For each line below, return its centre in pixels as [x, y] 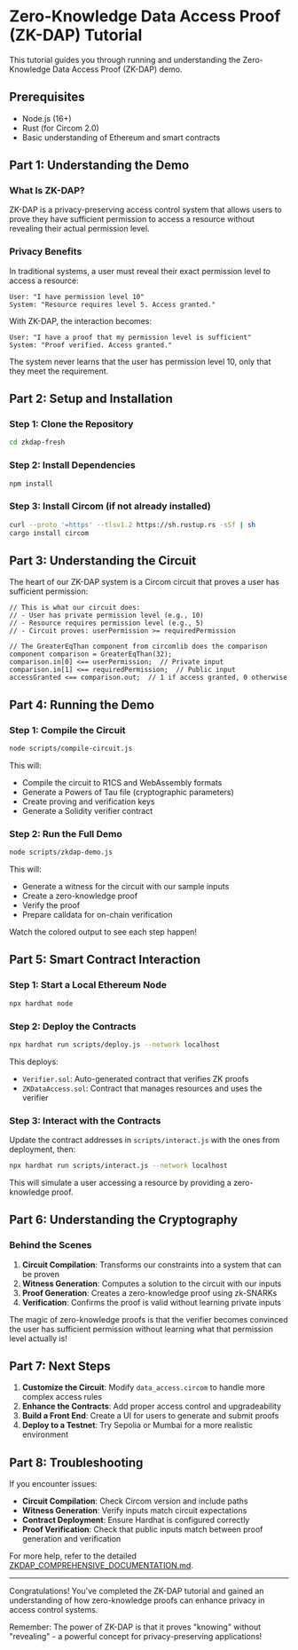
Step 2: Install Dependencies [72, 465]
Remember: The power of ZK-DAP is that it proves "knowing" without [135, 1627]
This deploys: [34, 1062]
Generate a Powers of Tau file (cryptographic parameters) [128, 792]
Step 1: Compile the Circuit [67, 730]
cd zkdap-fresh [37, 442]
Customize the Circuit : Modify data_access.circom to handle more [144, 1387]
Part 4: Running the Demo [82, 704]
